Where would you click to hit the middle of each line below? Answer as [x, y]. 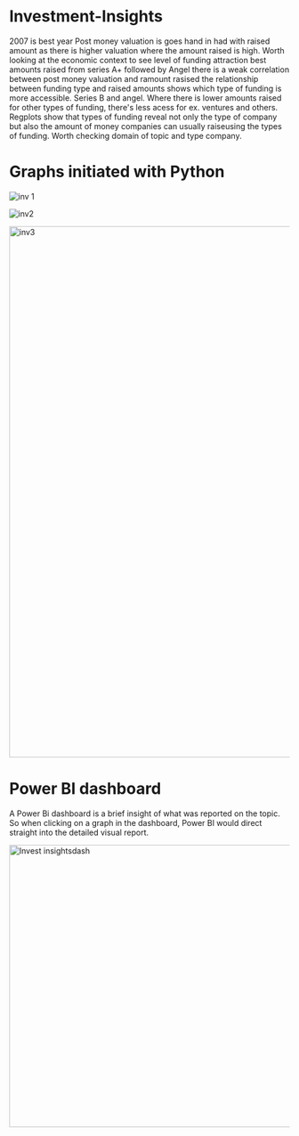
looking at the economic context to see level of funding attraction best [138, 60]
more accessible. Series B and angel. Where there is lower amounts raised [145, 98]
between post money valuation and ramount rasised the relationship [134, 78]
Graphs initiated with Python [117, 172]
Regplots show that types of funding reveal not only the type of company [143, 117]
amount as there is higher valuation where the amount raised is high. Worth [147, 50]
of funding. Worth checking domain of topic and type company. [125, 135]
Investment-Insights [86, 16]
